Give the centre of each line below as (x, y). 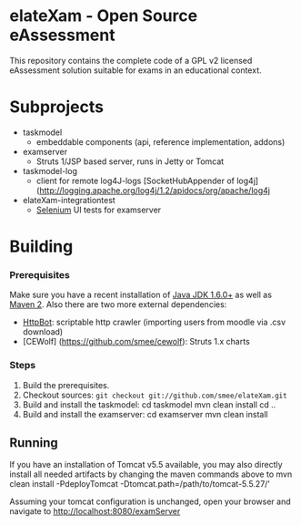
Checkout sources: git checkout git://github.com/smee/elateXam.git (155, 395)
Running (34, 443)
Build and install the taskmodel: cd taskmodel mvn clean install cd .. (149, 404)
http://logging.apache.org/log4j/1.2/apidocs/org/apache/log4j (155, 190)
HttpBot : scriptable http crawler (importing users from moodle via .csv (154, 322)
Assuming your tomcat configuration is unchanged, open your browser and (150, 501)
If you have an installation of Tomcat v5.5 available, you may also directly (146, 465)
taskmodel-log (50, 170)
